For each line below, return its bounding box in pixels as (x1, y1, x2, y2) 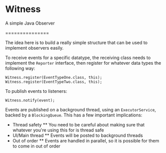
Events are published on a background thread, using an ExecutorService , (5, 106, 156, 112)
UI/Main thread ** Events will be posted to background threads (12, 132, 143, 138)
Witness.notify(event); (5, 98, 55, 103)
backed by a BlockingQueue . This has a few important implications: (5, 112, 142, 118)
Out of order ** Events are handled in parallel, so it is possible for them (12, 137, 159, 143)
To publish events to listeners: (5, 88, 67, 94)
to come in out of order (12, 143, 61, 149)
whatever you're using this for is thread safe (12, 127, 104, 133)
